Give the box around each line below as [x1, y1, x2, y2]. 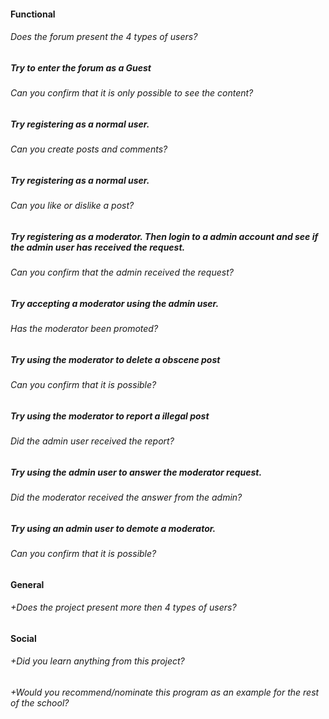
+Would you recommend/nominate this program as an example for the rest [10, 686, 320, 699]
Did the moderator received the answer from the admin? [10, 491, 243, 504]
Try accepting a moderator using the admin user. [10, 297, 220, 309]
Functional [10, 8, 56, 20]
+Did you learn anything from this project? [10, 655, 185, 667]
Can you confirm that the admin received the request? [10, 266, 234, 279]
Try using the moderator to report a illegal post [10, 410, 210, 422]
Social [10, 632, 37, 644]
